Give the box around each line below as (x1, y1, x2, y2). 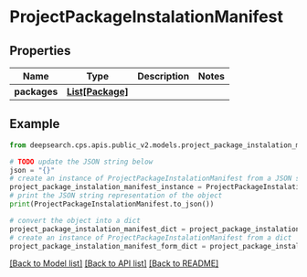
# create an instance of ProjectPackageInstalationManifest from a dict (9, 233, 292, 242)
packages (14, 85, 58, 98)
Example (9, 116, 60, 132)
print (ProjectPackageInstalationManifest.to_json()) (9, 199, 215, 209)
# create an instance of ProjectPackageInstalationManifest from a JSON (9, 174, 292, 184)
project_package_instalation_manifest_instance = (9, 183, 203, 192)
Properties (9, 43, 71, 59)
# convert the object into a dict (9, 216, 142, 225)
